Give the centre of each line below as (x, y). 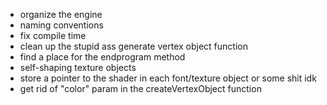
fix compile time (53, 35)
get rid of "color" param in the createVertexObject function (140, 88)
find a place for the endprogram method (102, 57)
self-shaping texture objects (78, 67)
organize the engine (61, 14)
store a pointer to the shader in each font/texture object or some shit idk (168, 78)
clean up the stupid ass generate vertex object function (133, 46)
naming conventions (61, 25)
